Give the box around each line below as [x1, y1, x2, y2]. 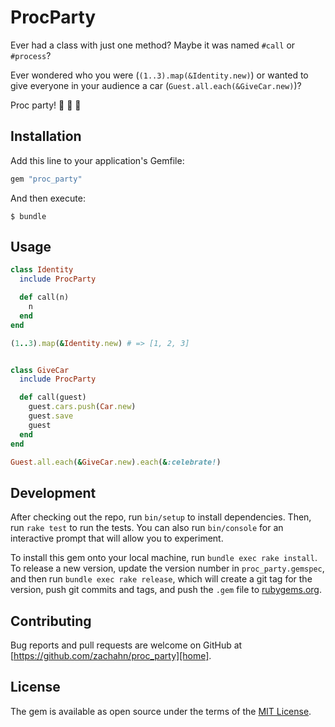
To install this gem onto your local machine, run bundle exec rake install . [10, 552, 318, 564]
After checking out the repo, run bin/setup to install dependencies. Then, [10, 511, 312, 523]
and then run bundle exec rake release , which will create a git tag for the [10, 573, 313, 585]
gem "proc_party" [10, 174, 83, 184]
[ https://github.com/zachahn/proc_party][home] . [10, 650, 212, 662]
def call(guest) [19, 392, 87, 403]
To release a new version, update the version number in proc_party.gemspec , [10, 562, 325, 575]
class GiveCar [10, 365, 70, 375]
